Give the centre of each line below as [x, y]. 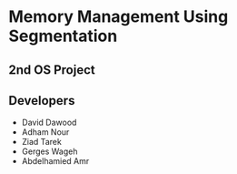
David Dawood [49, 123]
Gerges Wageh [49, 151]
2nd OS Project [52, 70]
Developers [42, 101]
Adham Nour [45, 132]
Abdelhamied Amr [55, 161]
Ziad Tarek [42, 142]
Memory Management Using [118, 17]
